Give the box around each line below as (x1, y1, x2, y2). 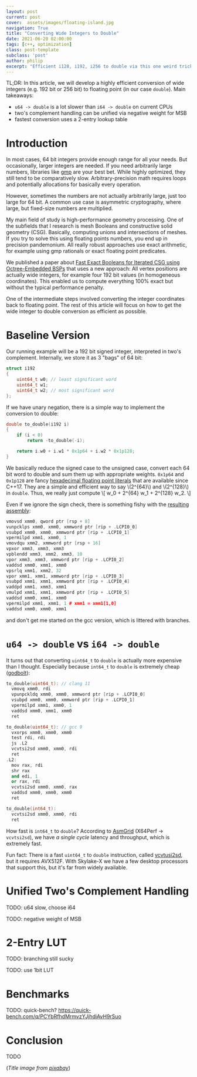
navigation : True (6, 25, 49, 31)
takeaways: (6, 92, 34, 99)
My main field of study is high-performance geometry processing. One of (6, 216, 184, 224)
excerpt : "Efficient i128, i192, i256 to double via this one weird (6, 63, 177, 69)
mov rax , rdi (11, 762, 43, 768)
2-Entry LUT (6, 936, 67, 949)
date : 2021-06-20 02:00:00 (6, 36, 72, 42)
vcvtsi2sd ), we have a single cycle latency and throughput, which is (6, 833, 170, 840)
